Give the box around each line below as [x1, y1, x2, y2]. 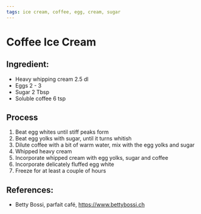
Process [6, 112, 38, 123]
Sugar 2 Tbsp [15, 88, 50, 95]
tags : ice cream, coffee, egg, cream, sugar [6, 9, 121, 15]
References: [6, 185, 53, 195]
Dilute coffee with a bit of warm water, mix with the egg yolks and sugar [15, 141, 195, 149]
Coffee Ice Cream [6, 35, 97, 49]
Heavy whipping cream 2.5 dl [15, 75, 89, 83]
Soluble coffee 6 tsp [15, 95, 66, 102]
